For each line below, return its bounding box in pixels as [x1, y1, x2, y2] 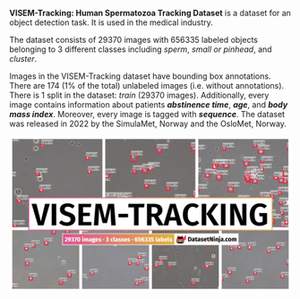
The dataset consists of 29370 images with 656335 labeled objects [9, 35, 258, 45]
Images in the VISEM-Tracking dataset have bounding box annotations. [9, 71, 271, 81]
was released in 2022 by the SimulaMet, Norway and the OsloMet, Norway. [9, 118, 287, 129]
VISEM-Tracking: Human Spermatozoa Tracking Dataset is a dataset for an [9, 8, 291, 18]
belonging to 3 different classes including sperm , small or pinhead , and [9, 44, 272, 55]
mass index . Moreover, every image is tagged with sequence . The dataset [9, 109, 285, 119]
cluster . [9, 54, 38, 64]
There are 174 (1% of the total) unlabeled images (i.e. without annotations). [9, 81, 285, 90]
